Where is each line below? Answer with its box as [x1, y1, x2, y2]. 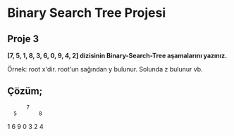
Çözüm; [7, 86, 43, 97]
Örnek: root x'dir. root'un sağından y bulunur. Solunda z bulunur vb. [7, 65, 203, 73]
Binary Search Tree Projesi [7, 5, 166, 21]
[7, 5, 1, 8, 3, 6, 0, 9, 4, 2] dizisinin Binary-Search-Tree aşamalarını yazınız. [7, 51, 228, 60]
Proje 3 [7, 33, 39, 45]
